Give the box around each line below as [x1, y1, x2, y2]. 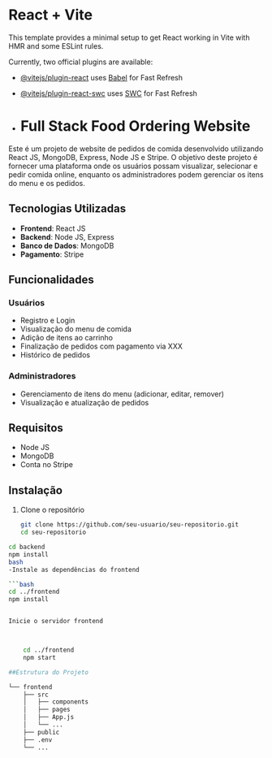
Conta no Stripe [19, 460, 73, 470]
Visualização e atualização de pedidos [19, 397, 149, 407]
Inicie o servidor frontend [8, 617, 104, 626]
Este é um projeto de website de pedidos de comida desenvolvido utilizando [8, 144, 264, 154]
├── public [23, 728, 60, 736]
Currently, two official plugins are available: [8, 57, 153, 67]
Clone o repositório [19, 505, 85, 515]
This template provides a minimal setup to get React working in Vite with [8, 32, 250, 42]
